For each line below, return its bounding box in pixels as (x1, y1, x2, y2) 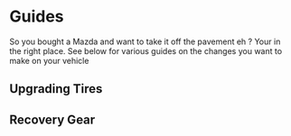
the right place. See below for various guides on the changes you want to (9, 45, 283, 56)
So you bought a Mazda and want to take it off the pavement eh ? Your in (9, 36, 281, 47)
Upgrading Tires (9, 81, 103, 96)
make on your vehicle (9, 55, 89, 66)
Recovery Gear (9, 112, 96, 127)
